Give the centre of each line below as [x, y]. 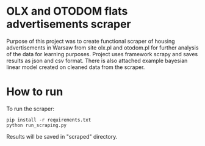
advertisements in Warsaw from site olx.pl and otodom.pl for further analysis [103, 48]
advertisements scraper [69, 24]
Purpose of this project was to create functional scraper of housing [91, 41]
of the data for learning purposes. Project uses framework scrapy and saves [102, 54]
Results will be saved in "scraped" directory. [62, 136]
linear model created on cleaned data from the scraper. [76, 67]
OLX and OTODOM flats [67, 11]
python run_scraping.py [37, 125]
